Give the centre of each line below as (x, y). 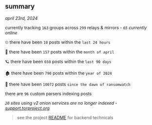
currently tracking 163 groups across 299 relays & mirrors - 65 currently (76, 28)
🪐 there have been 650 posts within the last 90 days (58, 62)
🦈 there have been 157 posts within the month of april (60, 52)
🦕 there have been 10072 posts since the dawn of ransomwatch (68, 84)
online (11, 32)
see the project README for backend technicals (65, 117)
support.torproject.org (27, 108)
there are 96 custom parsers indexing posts (48, 94)
